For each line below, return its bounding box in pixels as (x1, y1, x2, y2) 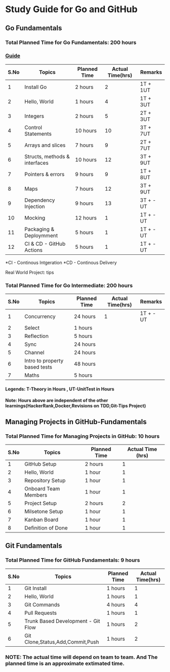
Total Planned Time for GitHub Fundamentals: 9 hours (5, 557, 140, 564)
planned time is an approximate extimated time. (5, 660, 125, 667)
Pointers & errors (24, 170, 65, 177)
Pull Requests (24, 609, 57, 616)
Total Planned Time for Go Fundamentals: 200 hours (5, 39, 137, 46)
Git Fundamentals (5, 542, 62, 550)
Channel (24, 349, 45, 356)
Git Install (24, 585, 47, 592)
